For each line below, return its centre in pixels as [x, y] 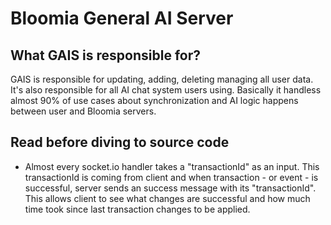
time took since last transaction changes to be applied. [137, 209]
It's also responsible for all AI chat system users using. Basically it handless [166, 90]
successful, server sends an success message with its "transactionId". [170, 188]
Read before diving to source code [120, 142]
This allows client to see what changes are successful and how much [167, 198]
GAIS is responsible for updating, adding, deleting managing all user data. [162, 79]
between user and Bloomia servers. [83, 111]
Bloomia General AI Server [122, 18]
